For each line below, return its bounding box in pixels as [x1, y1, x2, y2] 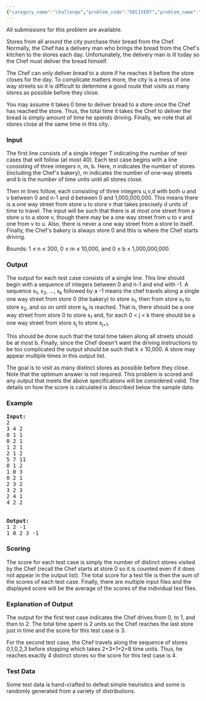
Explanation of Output [6, 600, 74, 608]
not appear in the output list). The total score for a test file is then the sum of [6, 571, 199, 579]
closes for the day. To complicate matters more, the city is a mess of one [6, 76, 191, 83]
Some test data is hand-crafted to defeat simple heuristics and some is [6, 681, 186, 688]
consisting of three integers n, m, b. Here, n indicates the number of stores [6, 162, 195, 169]
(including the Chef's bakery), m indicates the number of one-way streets [6, 169, 193, 176]
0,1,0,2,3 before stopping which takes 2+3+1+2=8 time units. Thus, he [6, 645, 183, 653]
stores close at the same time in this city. [6, 120, 110, 128]
